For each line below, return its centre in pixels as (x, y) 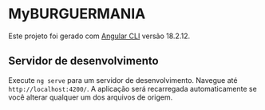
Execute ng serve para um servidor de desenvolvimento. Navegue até (123, 80)
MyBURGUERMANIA (77, 14)
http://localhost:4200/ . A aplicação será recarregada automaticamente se (132, 88)
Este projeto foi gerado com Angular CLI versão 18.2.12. (99, 36)
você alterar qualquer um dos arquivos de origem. (91, 97)
